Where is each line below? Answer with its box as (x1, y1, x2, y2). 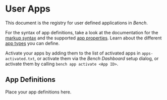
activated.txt (5, 56, 35, 61)
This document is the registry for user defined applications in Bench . (5, 20, 148, 26)
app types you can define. (5, 40, 60, 46)
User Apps (5, 3, 50, 15)
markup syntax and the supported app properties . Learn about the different (5, 35, 162, 41)
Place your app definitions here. (5, 89, 72, 95)
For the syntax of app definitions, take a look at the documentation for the (5, 29, 158, 35)
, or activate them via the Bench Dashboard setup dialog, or (34, 55, 159, 61)
